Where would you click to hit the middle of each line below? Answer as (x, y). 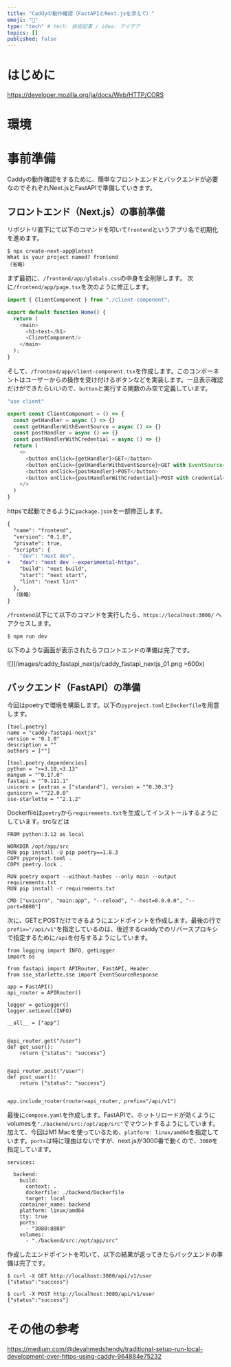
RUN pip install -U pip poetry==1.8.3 (63, 853)
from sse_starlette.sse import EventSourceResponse (82, 975)
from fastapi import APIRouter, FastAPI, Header (78, 969)
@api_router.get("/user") (44, 1041)
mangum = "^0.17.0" (35, 775)
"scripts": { (32, 550)
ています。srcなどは (41, 822)
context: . (41, 1187)
